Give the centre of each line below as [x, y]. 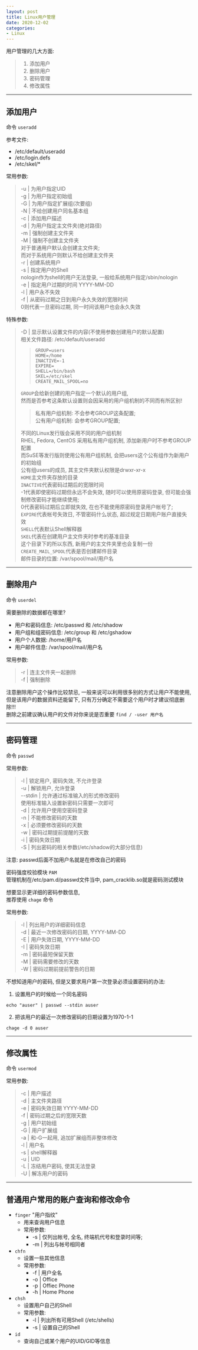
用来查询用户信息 [44, 1222]
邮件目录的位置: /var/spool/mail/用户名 [67, 558]
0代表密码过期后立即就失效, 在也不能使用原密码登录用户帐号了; [97, 507]
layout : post [22, 12]
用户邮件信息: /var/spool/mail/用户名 [59, 647]
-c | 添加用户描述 [41, 218]
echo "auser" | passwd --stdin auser [52, 1005]
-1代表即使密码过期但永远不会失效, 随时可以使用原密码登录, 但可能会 [103, 492]
